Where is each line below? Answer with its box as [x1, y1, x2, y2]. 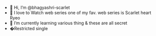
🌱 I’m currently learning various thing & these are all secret [9, 20, 128, 26]
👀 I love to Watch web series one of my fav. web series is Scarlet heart [9, 10, 152, 16]
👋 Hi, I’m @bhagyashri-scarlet [9, 5, 70, 10]
